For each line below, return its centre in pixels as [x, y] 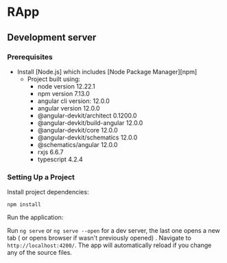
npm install [24, 205]
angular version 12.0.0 [69, 108]
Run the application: [35, 218]
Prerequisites [30, 57]
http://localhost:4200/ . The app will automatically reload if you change [109, 245]
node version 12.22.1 [66, 86]
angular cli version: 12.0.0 [73, 101]
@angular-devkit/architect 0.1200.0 [87, 115]
